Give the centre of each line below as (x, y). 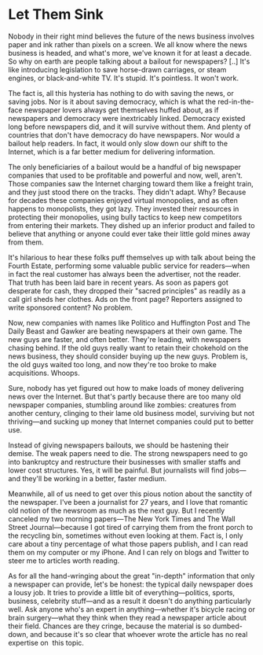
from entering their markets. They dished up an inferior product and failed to (131, 225)
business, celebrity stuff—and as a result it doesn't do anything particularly (130, 601)
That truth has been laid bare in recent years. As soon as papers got (119, 282)
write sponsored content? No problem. (71, 307)
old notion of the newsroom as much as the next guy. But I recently (117, 510)
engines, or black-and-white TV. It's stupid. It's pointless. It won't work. (124, 78)
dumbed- (228, 626)
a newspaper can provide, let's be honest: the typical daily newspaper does (131, 584)
